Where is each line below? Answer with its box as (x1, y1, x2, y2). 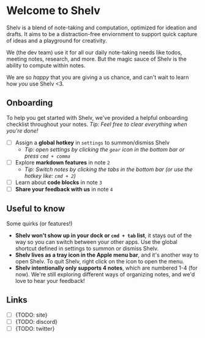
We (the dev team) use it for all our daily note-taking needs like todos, (6, 48, 182, 56)
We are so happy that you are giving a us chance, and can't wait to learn (6, 73, 189, 81)
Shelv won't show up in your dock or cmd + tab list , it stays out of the (15, 232, 192, 239)
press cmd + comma (24, 152, 70, 160)
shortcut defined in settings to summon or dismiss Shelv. (15, 244, 159, 252)
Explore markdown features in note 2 (15, 158, 110, 166)
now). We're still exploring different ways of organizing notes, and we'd (15, 270, 195, 278)
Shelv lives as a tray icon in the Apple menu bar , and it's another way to (15, 251, 199, 259)
